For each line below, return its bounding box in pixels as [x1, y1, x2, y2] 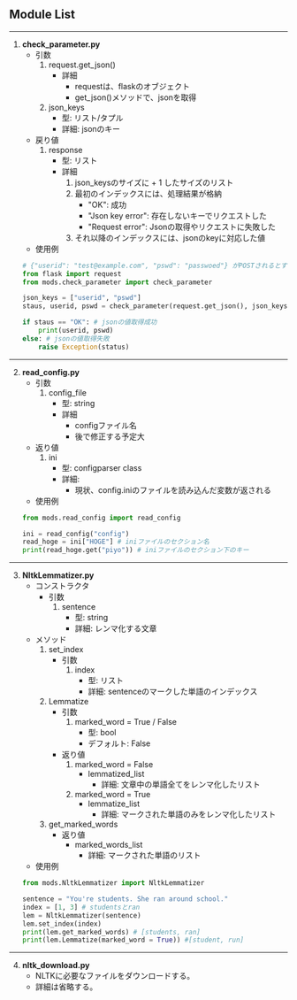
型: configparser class [61, 462, 142, 473]
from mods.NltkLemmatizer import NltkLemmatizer [21, 879, 205, 888]
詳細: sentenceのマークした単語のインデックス [88, 686, 258, 697]
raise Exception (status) [38, 342, 130, 351]
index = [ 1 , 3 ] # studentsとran [21, 903, 141, 912]
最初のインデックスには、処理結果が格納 [74, 188, 223, 198]
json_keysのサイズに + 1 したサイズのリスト [74, 177, 234, 188]
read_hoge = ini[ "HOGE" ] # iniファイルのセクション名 [21, 537, 210, 547]
